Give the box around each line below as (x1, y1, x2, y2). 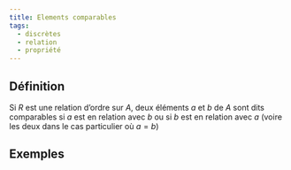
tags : (9, 21, 29, 30)
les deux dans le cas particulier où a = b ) (9, 120, 159, 131)
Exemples (9, 147, 65, 162)
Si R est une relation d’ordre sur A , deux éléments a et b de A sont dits (9, 102, 265, 112)
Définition (9, 79, 65, 94)
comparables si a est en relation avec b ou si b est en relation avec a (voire (9, 112, 283, 122)
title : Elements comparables (9, 12, 117, 22)
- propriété (17, 46, 62, 55)
